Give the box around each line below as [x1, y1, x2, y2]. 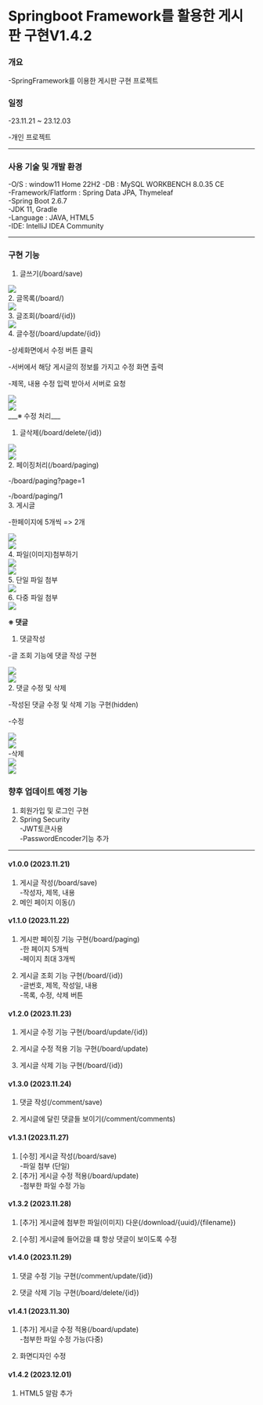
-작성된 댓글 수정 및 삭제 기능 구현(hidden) [8, 700, 139, 709]
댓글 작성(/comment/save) [19, 1097, 103, 1107]
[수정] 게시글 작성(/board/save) [19, 1151, 117, 1161]
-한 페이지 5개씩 [19, 944, 69, 954]
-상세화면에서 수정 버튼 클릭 [8, 346, 93, 355]
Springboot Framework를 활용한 [8, 7, 215, 25]
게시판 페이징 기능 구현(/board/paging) [19, 935, 140, 944]
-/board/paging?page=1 [8, 476, 85, 485]
